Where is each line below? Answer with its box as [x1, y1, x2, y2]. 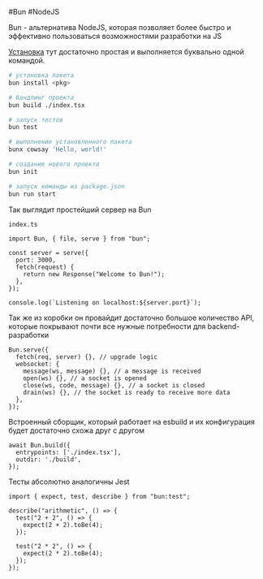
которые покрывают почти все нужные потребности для [8, 321, 206, 331]
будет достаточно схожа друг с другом [8, 426, 144, 435]
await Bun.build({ [8, 441, 71, 449]
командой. [8, 56, 45, 65]
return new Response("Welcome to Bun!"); [23, 270, 165, 279]
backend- [207, 321, 240, 331]
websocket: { [15, 360, 60, 368]
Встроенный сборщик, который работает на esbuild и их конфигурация [8, 417, 256, 426]
